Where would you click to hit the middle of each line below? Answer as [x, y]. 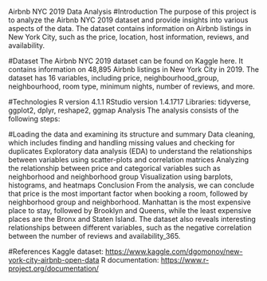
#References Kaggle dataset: [56, 251]
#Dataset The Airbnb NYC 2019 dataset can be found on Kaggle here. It [126, 61]
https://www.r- [185, 260]
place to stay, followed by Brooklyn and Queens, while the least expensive [130, 210]
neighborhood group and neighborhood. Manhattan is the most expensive [130, 202]
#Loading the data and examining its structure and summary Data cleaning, [132, 134]
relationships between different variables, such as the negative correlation [130, 228]
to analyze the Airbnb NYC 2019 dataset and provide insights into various [128, 20]
